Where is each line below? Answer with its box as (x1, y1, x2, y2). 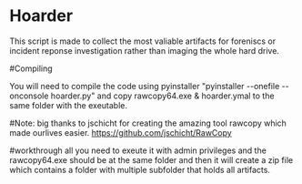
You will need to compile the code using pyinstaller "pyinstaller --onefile (9, 80, 280, 91)
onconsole (9, 90, 49, 101)
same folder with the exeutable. (9, 99, 127, 110)
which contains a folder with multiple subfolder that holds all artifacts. (9, 164, 271, 175)
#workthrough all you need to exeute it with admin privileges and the (9, 145, 267, 156)
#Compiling (9, 63, 53, 74)
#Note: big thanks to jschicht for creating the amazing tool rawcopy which (9, 118, 287, 128)
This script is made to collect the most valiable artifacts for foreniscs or (9, 36, 277, 46)
